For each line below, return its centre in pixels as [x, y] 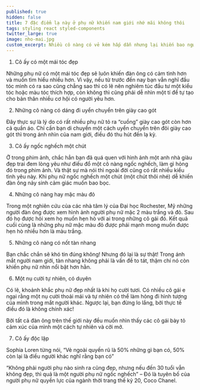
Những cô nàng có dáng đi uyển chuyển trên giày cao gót [85, 110]
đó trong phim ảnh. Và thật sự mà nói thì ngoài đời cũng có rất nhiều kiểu [95, 170]
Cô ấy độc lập [32, 338]
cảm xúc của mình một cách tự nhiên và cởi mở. [65, 327]
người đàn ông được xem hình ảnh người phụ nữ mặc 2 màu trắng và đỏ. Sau [100, 212]
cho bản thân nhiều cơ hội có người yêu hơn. [61, 98]
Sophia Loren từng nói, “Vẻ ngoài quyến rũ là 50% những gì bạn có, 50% [96, 350]
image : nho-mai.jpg [30, 39]
